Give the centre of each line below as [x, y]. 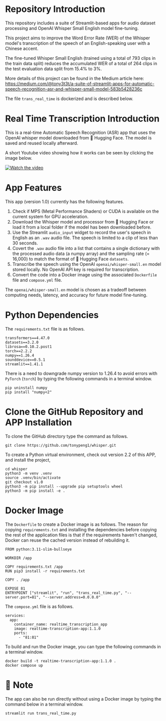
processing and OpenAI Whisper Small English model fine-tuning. [72, 28]
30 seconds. [25, 243]
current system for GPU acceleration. [50, 216]
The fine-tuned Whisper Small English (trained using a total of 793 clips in [81, 58]
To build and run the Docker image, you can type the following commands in [83, 646]
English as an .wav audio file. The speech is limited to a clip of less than [85, 238]
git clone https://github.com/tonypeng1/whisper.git [61, 445]
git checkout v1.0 [24, 482]
